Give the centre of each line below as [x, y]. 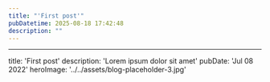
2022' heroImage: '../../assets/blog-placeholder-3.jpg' [97, 70]
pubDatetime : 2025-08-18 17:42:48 [66, 23]
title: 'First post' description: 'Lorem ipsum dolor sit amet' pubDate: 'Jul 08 [131, 61]
